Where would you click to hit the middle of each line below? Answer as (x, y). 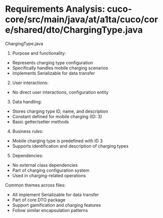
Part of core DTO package (39, 200)
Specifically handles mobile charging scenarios (60, 68)
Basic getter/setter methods (40, 122)
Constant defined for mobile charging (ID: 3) (57, 116)
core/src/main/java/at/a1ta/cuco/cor (82, 19)
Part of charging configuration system (51, 170)
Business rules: (28, 131)
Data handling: (27, 101)
